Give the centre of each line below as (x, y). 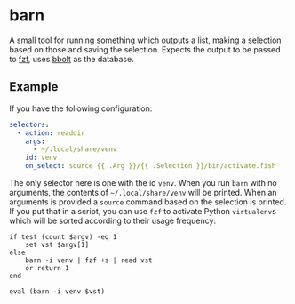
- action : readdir (52, 133)
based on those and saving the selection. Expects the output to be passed (145, 49)
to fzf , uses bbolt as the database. (72, 59)
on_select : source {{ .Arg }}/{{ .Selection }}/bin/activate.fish (151, 166)
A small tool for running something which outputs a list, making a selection (145, 40)
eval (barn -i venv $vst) (57, 292)
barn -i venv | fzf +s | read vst (89, 260)
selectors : (29, 124)
